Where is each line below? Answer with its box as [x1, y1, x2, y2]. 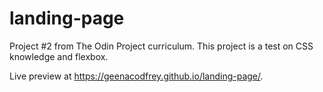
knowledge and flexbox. [9, 50, 109, 62]
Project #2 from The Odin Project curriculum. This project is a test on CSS [9, 40, 314, 52]
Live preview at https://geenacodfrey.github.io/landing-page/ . [9, 70, 264, 82]
